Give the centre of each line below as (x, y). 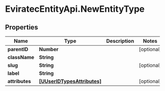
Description (120, 41)
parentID (18, 49)
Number (49, 49)
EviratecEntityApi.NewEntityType (75, 9)
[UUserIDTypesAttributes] (70, 81)
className (21, 57)
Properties (22, 27)
